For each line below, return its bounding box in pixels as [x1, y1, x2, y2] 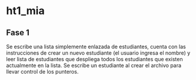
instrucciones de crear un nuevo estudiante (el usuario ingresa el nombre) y [6, 49, 191, 56]
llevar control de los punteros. [6, 68, 79, 75]
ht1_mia [6, 4, 45, 18]
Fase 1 [6, 28, 30, 38]
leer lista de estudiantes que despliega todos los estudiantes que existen [6, 56, 183, 62]
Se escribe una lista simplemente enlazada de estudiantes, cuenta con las [6, 43, 186, 50]
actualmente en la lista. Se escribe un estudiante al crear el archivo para [6, 62, 182, 69]
